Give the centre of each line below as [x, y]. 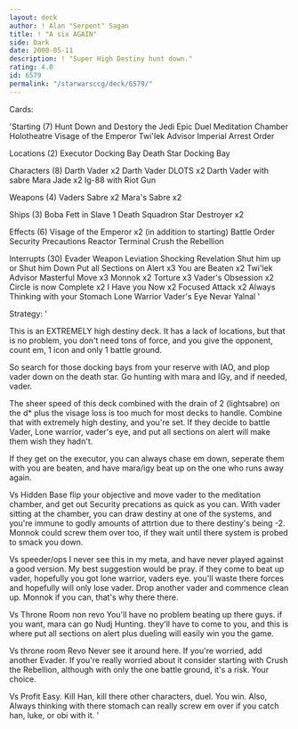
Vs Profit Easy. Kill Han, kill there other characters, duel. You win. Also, [138, 696]
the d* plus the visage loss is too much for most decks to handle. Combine [146, 413]
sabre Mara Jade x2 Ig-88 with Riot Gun [83, 180]
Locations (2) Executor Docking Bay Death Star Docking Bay [120, 153]
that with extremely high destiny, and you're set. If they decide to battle [140, 422]
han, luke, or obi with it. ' [54, 715]
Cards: [21, 109]
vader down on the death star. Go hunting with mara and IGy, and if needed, [148, 376]
